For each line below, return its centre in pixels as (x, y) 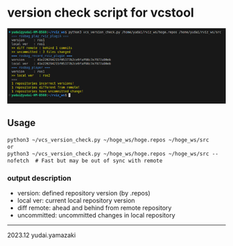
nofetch (18, 161)
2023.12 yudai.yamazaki (42, 235)
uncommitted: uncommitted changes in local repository (96, 216)
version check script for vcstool (101, 13)
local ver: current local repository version (76, 201)
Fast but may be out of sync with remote (102, 161)
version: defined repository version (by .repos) (84, 193)
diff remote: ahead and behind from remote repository (94, 208)
